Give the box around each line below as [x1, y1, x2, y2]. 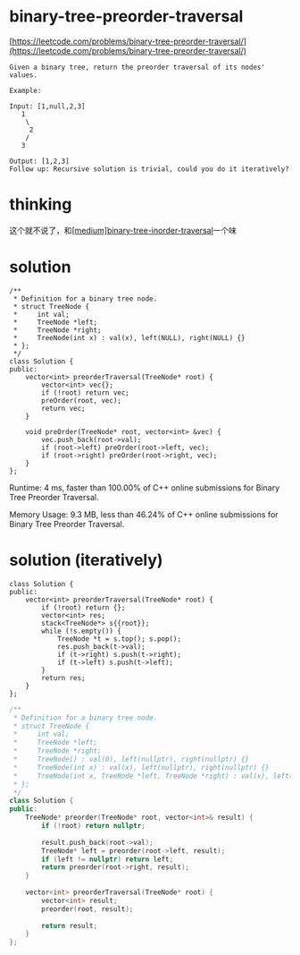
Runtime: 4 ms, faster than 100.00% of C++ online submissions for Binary [9, 482, 280, 493]
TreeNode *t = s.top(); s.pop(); [56, 634, 181, 644]
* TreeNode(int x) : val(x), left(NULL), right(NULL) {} [12, 333, 246, 342]
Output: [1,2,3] [9, 157, 70, 166]
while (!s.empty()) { [41, 627, 122, 635]
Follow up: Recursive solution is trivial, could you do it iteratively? [9, 164, 290, 174]
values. [9, 70, 38, 80]
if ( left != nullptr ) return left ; [41, 855, 174, 864]
